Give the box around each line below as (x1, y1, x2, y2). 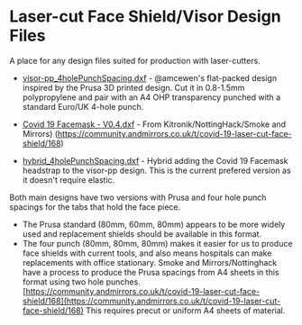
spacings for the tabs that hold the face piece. (9, 201, 181, 212)
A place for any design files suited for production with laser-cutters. (9, 55, 261, 66)
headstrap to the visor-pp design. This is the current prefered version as (22, 165, 291, 176)
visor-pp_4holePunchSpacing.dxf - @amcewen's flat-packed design (22, 72, 278, 83)
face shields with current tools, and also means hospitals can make (22, 248, 272, 258)
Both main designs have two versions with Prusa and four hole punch (9, 192, 267, 203)
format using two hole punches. (22, 276, 142, 287)
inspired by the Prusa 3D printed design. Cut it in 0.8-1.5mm (22, 82, 245, 93)
